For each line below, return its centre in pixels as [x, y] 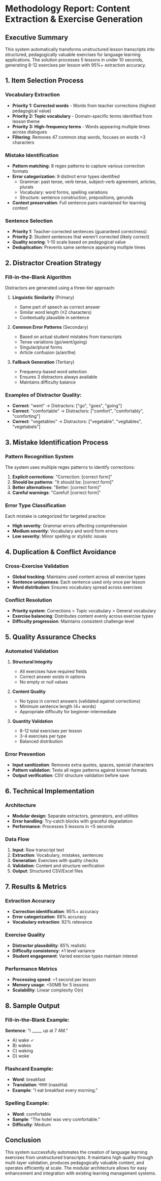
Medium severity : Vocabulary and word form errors [65, 531]
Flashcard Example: [29, 1069]
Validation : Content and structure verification [58, 866]
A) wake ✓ [23, 1040]
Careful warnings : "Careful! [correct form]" [56, 492]
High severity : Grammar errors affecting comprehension [70, 526]
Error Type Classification [36, 505]
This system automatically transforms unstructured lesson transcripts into [80, 49]
